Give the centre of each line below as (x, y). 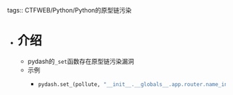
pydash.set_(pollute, (69, 84)
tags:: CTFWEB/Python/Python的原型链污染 (69, 10)
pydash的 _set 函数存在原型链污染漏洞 (81, 61)
